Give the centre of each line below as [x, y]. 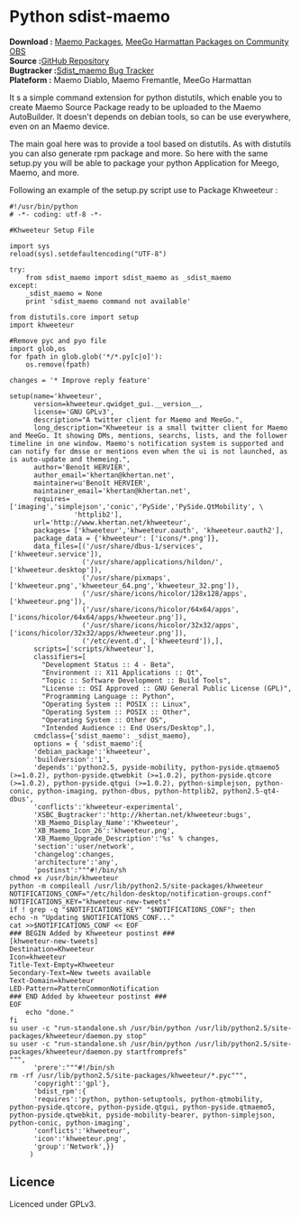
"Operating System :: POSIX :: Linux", [117, 704]
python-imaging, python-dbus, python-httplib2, [128, 791]
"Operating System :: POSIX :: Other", [117, 712]
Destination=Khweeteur [52, 949]
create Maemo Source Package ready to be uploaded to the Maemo [135, 107]
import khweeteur [42, 325]
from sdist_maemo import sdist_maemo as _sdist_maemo [128, 277]
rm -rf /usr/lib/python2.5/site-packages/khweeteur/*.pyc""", [128, 1075]
